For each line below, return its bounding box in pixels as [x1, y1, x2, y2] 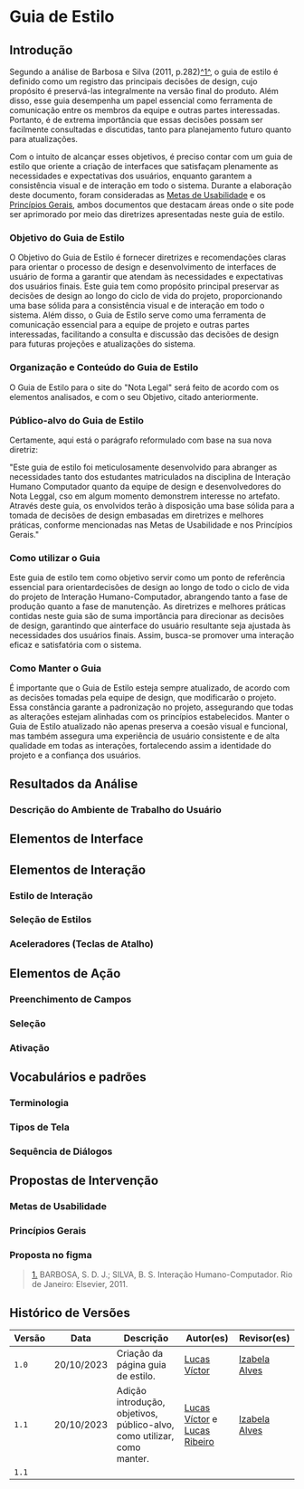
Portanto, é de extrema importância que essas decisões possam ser [9, 115, 263, 125]
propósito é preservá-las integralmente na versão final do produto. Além [9, 86, 279, 96]
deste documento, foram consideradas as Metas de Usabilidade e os [9, 190, 266, 200]
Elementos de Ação [9, 966, 121, 981]
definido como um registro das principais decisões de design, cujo [9, 76, 258, 87]
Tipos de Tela [9, 1121, 70, 1133]
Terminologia [9, 1096, 70, 1109]
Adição [116, 1385, 147, 1397]
